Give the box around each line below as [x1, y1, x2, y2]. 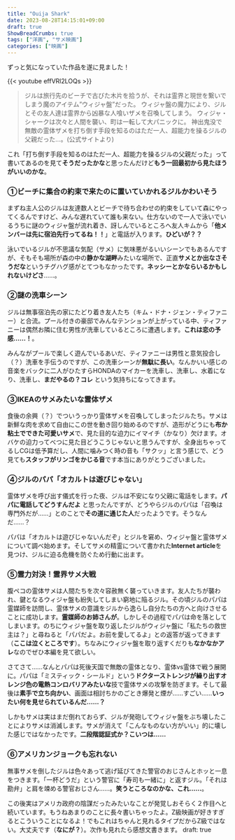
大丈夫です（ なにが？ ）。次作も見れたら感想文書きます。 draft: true [19, 825, 212, 834]
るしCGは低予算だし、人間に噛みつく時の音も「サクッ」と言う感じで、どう [7, 446, 225, 455]
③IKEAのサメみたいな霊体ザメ [7, 394, 113, 404]
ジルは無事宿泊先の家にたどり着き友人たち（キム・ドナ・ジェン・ [7, 307, 197, 316]
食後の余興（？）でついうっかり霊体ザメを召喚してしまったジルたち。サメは [7, 411, 228, 420]
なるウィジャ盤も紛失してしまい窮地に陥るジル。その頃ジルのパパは [31, 596, 227, 604]
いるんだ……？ [62, 698, 106, 706]
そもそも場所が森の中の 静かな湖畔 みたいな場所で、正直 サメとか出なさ [19, 253, 222, 262]
